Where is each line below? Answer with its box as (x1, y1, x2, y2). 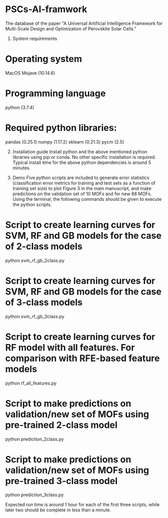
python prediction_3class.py (5, 492, 64, 498)
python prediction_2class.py (5, 436, 64, 442)
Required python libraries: (5, 122, 117, 134)
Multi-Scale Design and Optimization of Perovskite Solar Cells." (5, 25, 137, 31)
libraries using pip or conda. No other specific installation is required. (12, 154, 156, 160)
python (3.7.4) (5, 104, 34, 110)
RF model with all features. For (5, 341, 135, 353)
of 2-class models (5, 240, 83, 252)
